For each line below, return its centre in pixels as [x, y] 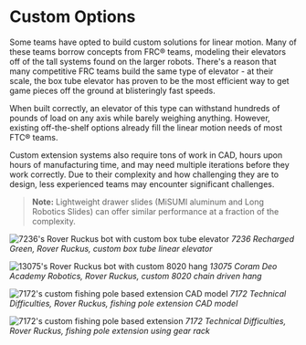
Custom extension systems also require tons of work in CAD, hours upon [146, 155]
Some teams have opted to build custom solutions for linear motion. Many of [153, 42]
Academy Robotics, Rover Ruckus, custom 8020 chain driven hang [136, 276]
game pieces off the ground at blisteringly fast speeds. [113, 90]
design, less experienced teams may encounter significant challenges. [142, 183]
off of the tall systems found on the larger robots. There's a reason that [143, 61]
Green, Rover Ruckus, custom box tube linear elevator [111, 248]
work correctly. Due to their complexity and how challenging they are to [144, 174]
